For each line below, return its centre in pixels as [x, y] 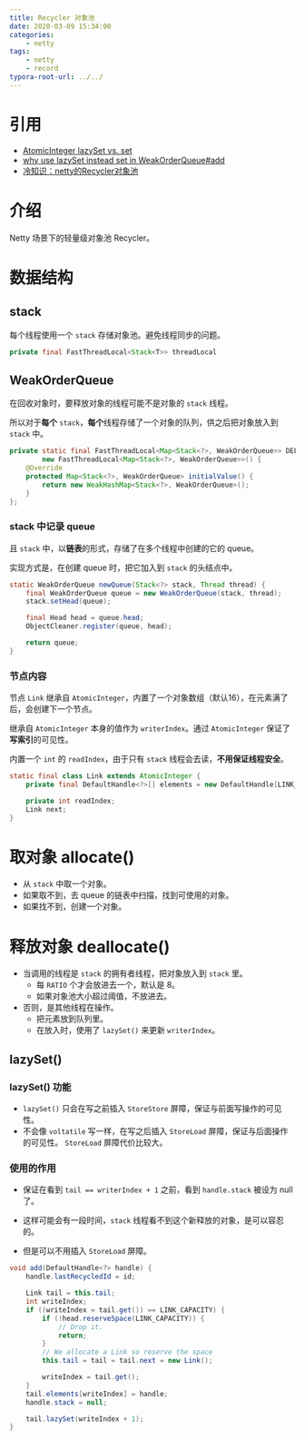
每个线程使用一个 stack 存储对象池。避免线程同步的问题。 [117, 335]
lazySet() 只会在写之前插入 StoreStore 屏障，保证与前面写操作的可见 [152, 1109]
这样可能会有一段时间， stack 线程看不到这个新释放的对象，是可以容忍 [153, 1220]
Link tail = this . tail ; [71, 1293]
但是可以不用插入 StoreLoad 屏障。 [87, 1251]
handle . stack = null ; [66, 1402]
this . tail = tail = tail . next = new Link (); [128, 1361]
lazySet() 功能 [40, 1087]
